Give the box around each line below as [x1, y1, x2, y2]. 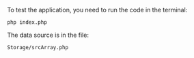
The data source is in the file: [7, 31, 89, 39]
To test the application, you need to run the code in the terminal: [7, 6, 188, 14]
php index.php [7, 19, 48, 26]
